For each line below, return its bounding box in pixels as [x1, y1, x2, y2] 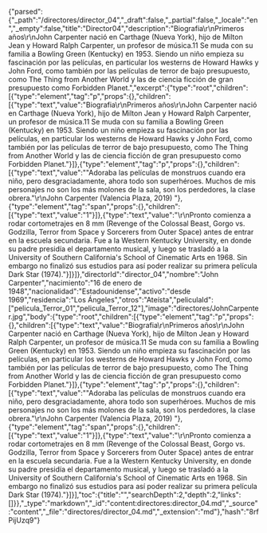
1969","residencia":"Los [8, 295, 86, 304]
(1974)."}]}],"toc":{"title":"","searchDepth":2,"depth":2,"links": [41, 490, 241, 499]
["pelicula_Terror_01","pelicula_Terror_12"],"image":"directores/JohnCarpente [8, 303, 259, 313]
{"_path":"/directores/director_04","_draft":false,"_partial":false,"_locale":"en [8, 15, 258, 25]
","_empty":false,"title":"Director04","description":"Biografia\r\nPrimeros [8, 24, 245, 33]
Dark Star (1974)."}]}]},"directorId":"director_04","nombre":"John [8, 270, 219, 278]
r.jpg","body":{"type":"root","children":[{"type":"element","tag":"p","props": [8, 312, 254, 322]
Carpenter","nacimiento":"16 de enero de [8, 278, 143, 287]
